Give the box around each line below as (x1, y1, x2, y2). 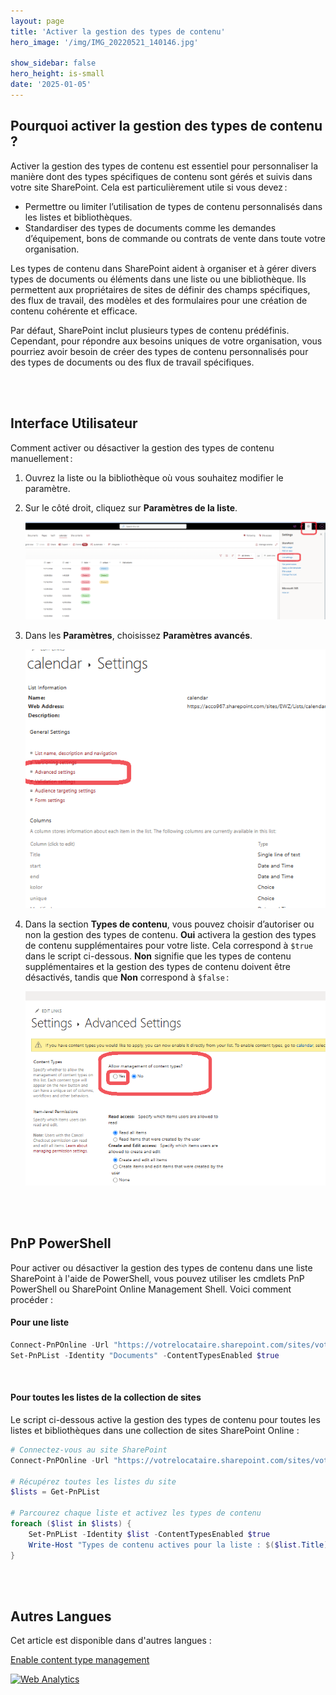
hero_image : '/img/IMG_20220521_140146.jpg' (10, 37, 199, 47)
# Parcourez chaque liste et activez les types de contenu (10, 1508, 262, 1519)
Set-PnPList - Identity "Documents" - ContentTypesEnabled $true (10, 1350, 280, 1360)
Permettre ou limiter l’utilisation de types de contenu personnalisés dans (24, 200, 323, 212)
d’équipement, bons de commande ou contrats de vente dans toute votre (24, 232, 326, 244)
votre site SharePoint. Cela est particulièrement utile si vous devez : (10, 181, 288, 193)
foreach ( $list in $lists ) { (10, 1519, 132, 1529)
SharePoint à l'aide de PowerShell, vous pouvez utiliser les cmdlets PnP (10, 1272, 305, 1284)
